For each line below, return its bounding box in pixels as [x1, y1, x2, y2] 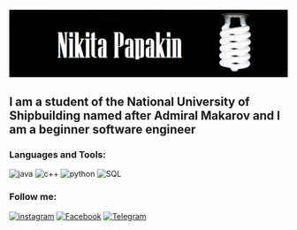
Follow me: [9, 191, 57, 203]
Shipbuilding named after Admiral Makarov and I [9, 108, 281, 123]
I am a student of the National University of [9, 94, 250, 109]
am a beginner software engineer [9, 121, 196, 137]
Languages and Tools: [9, 148, 106, 160]
